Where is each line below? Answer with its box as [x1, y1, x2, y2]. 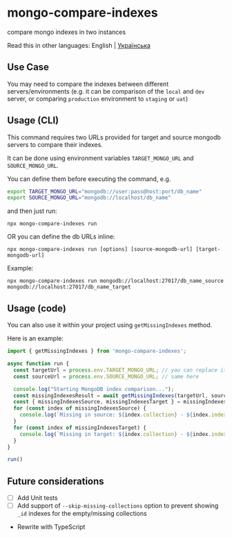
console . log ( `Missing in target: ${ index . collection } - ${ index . [19, 431, 212, 437]
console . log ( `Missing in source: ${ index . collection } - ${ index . [19, 411, 212, 419]
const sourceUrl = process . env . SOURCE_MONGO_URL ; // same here [13, 373, 199, 380]
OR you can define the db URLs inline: [7, 232, 115, 241]
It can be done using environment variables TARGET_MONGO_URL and [7, 154, 194, 162]
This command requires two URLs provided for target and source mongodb [7, 133, 221, 141]
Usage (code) [7, 302, 67, 314]
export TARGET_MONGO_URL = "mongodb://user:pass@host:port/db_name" [7, 188, 202, 195]
